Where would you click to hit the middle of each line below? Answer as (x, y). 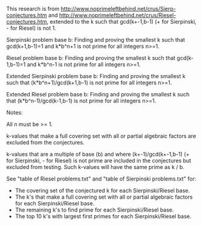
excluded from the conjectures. (45, 142)
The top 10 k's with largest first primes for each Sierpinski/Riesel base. (103, 216)
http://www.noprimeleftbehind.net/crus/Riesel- (118, 15)
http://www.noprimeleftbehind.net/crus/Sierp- (118, 9)
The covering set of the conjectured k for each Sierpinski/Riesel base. (102, 191)
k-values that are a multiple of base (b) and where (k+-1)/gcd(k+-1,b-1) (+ (98, 154)
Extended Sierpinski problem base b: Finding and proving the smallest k (96, 76)
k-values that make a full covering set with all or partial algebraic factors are (101, 136)
